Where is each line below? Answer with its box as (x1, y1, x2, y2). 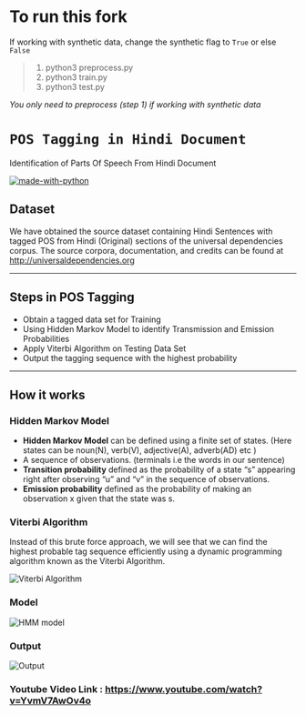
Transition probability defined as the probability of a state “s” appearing (22, 464, 296, 475)
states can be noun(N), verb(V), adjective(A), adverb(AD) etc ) (22, 445, 257, 456)
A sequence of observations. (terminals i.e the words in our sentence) (22, 455, 285, 466)
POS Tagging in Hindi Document (9, 131, 247, 148)
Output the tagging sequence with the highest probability (22, 352, 238, 363)
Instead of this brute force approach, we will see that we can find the (9, 537, 268, 548)
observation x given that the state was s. (22, 493, 176, 504)
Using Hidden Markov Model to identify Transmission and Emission (22, 323, 275, 334)
